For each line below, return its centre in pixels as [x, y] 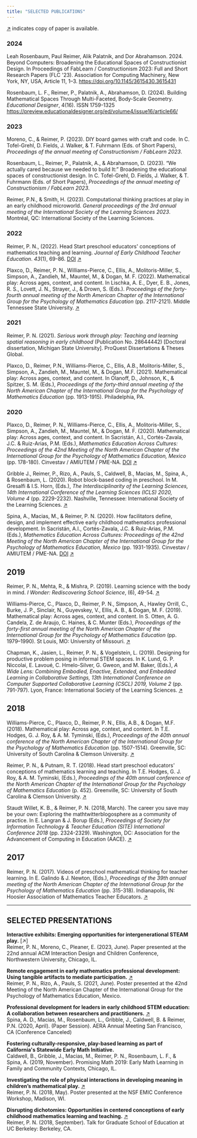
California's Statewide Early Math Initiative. [61, 1050]
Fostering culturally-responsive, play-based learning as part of [85, 1043]
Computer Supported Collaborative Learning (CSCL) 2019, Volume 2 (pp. [95, 684]
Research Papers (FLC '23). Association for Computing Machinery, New [93, 75]
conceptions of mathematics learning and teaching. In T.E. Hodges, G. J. [94, 771]
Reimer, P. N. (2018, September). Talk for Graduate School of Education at [96, 1123]
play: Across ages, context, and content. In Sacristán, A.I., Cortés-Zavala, [95, 437]
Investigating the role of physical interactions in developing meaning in [95, 1080]
